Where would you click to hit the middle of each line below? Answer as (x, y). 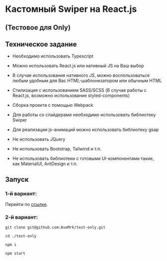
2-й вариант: (22, 217)
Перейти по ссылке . (27, 204)
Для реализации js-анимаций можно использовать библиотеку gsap (85, 130)
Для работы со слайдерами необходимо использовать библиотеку (84, 115)
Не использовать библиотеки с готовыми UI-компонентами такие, (83, 159)
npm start (15, 254)
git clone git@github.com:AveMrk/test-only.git (55, 228)
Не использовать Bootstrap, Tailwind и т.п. (57, 149)
